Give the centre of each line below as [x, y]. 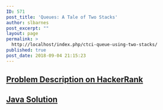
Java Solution [32, 100]
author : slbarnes [28, 22]
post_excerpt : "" [28, 28]
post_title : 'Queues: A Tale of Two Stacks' [62, 17]
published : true [26, 50]
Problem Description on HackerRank [75, 80]
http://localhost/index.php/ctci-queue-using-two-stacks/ [85, 45]
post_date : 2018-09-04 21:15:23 [46, 56]
